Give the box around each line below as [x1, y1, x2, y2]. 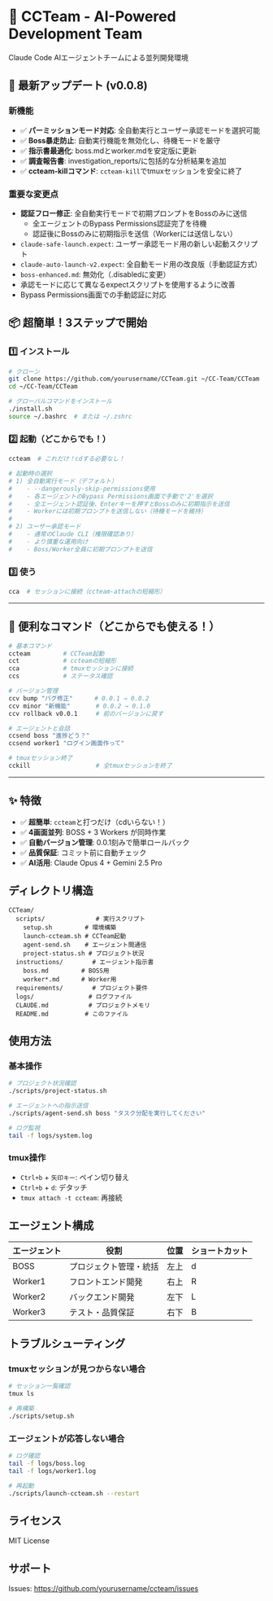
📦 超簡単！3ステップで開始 [8, 316, 148, 330]
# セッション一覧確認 [8, 1382, 71, 1391]
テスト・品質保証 [68, 1306, 135, 1318]
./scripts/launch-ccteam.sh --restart [8, 1489, 140, 1498]
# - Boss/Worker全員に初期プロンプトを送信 [8, 545, 153, 553]
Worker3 [12, 1306, 46, 1318]
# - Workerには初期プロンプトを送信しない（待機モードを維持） [8, 507, 207, 515]
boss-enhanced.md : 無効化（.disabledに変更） [19, 269, 171, 279]
